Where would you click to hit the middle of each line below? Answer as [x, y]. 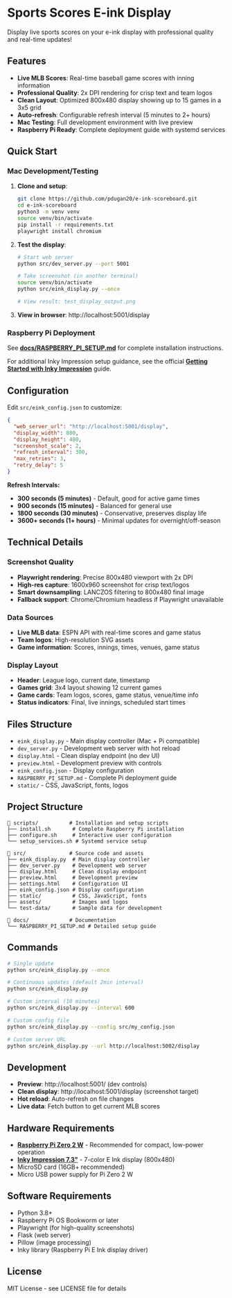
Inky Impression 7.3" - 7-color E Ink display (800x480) [96, 1160]
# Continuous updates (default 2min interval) [75, 983]
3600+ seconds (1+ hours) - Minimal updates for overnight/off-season [119, 520]
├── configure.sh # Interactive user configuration [89, 835]
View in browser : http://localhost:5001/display [83, 314]
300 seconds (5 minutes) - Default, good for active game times [108, 498]
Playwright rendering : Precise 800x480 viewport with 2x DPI [105, 577]
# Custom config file [38, 1020]
